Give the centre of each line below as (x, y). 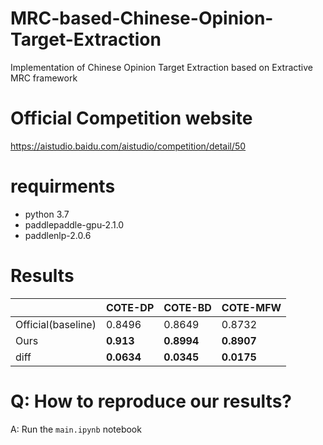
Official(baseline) (56, 324)
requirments (63, 186)
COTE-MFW (251, 307)
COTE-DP (130, 307)
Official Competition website (131, 118)
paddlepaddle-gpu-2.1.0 (74, 224)
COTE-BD (187, 307)
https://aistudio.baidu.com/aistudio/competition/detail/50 (128, 146)
